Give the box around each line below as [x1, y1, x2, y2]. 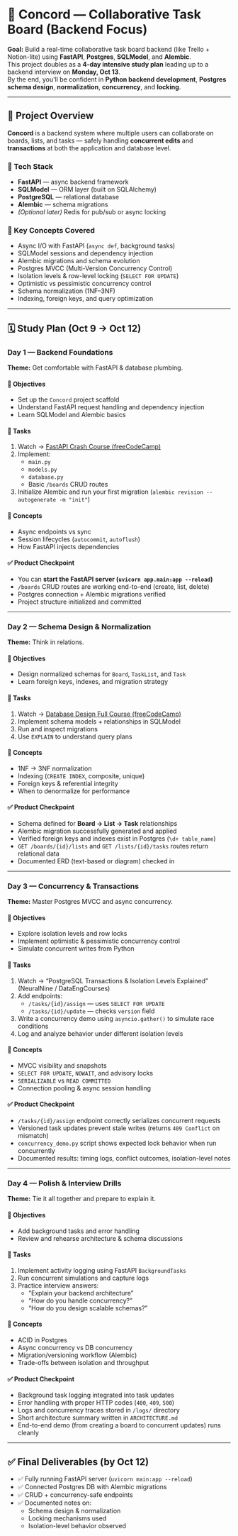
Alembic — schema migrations [17, 200, 108, 209]
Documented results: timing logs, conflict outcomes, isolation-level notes [17, 1154, 231, 1163]
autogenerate [17, 497, 57, 504]
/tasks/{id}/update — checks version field [28, 1007, 155, 1015]
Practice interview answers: [17, 1281, 99, 1290]
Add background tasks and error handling [17, 1227, 140, 1235]
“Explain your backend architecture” [28, 1288, 134, 1297]
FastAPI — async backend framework [17, 177, 129, 187]
